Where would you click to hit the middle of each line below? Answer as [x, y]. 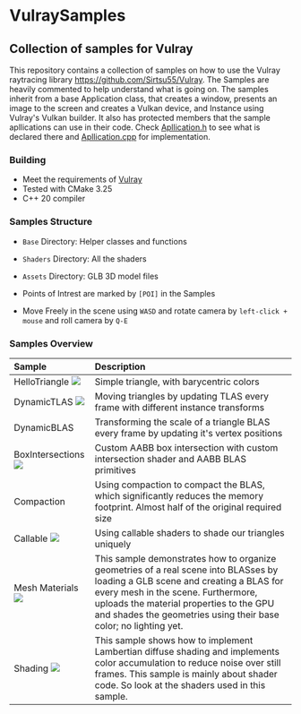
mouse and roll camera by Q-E [75, 320]
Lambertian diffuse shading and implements [187, 651]
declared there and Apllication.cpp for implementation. [110, 137]
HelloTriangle [42, 382]
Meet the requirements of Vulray [82, 179]
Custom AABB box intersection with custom [186, 447]
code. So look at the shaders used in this [180, 684]
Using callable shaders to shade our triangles [189, 532]
